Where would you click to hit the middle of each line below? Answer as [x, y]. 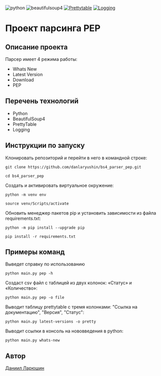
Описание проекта [36, 47]
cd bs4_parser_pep [25, 176]
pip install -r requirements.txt [41, 236]
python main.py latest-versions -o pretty [51, 322]
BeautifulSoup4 [29, 119]
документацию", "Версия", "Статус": [45, 313]
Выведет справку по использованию [45, 264]
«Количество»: [22, 288]
